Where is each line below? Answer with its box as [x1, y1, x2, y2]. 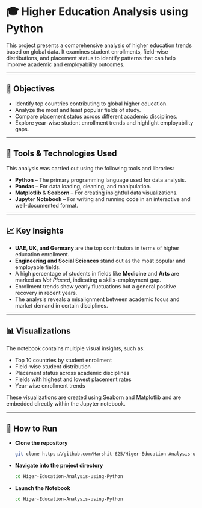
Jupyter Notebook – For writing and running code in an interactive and [14, 195, 191, 202]
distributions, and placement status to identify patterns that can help [6, 54, 176, 61]
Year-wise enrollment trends [14, 382, 85, 389]
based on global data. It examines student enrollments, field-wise [6, 48, 168, 55]
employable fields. [14, 264, 61, 271]
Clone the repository [14, 439, 68, 446]
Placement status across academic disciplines [14, 370, 130, 377]
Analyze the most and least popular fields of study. [14, 106, 141, 113]
